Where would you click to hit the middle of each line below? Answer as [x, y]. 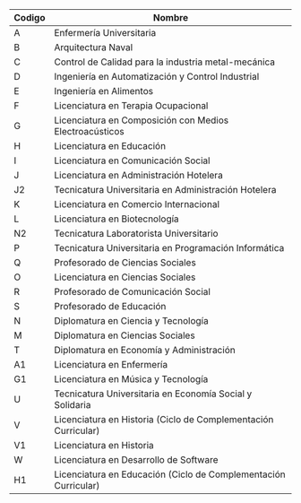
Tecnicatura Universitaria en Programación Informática [169, 248]
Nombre [171, 17]
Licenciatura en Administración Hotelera [139, 175]
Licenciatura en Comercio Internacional [137, 204]
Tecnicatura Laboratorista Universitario [136, 234]
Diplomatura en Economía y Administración [145, 350]
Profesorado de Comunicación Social [132, 292]
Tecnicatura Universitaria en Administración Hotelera [165, 190]
